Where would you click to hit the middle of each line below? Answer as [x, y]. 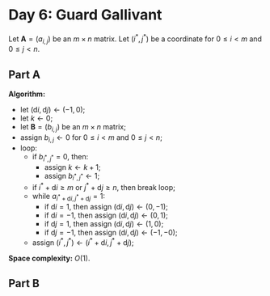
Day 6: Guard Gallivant [85, 15]
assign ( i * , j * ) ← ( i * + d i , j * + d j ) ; [83, 242]
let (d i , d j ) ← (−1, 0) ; [53, 110]
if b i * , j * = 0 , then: [60, 157]
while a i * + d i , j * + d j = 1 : [68, 197]
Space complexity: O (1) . [49, 258]
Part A [24, 74]
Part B [24, 283]
